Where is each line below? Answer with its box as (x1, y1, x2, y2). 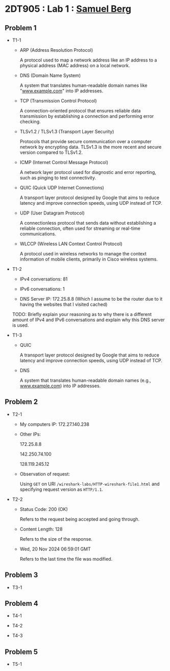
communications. (19, 231, 57, 236)
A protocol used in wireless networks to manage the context (19, 251, 147, 256)
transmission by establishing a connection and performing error (19, 113, 154, 119)
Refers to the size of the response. (19, 536, 93, 542)
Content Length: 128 (19, 526, 63, 532)
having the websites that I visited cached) (19, 301, 108, 307)
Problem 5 (5, 647, 38, 656)
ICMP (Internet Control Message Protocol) (19, 160, 108, 165)
